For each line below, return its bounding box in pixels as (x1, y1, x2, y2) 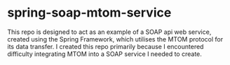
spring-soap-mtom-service (7, 5, 172, 21)
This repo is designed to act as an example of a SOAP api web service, (7, 28, 212, 36)
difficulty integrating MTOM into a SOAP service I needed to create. (7, 50, 202, 58)
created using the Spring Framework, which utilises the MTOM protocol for (7, 35, 223, 43)
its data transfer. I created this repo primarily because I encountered (7, 42, 204, 50)
